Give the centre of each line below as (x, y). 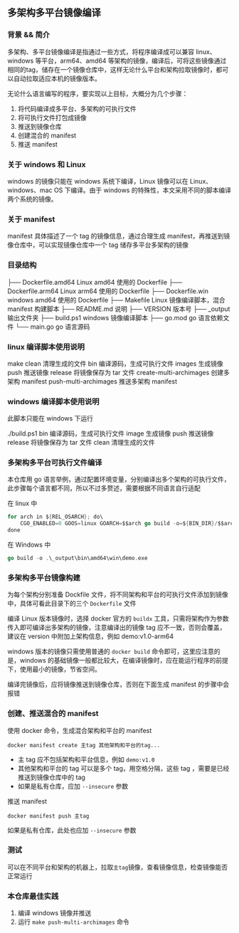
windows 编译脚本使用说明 (53, 401)
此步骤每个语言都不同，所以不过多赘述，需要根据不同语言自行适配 (104, 488)
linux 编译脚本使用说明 (46, 347)
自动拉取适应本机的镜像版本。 (57, 78)
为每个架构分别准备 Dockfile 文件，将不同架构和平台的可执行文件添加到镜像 (118, 595)
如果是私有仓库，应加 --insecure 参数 (73, 786)
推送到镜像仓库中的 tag (51, 777)
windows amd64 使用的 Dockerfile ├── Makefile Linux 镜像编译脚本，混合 (116, 300)
